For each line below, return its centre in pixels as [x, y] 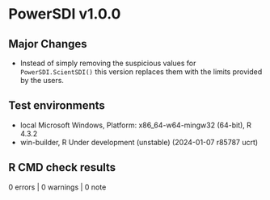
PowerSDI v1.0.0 [65, 14]
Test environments [57, 106]
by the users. [42, 80]
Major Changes [48, 44]
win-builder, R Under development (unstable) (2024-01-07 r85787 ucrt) [139, 142]
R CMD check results [62, 167]
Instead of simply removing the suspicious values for [108, 63]
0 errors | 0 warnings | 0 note [57, 187]
